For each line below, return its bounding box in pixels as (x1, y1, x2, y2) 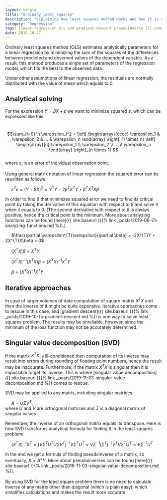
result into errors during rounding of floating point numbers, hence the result (5, 358, 162, 364)
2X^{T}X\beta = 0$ (5, 238, 44, 244)
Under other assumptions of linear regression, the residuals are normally (5, 75, 154, 81)
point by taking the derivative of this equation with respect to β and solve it (5, 202, 159, 208)
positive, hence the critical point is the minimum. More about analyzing (5, 212, 150, 218)
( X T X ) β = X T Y (11, 248, 40, 254)
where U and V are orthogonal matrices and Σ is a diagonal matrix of (5, 405, 146, 412)
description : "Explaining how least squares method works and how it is (5, 16, 159, 21)
